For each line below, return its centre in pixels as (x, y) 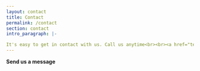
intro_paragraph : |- (32, 34)
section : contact (28, 28)
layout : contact (26, 12)
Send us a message (31, 61)
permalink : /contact (32, 23)
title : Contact (25, 17)
